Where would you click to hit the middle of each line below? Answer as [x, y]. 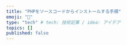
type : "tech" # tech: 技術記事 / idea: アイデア [63, 22]
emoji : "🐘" [19, 17]
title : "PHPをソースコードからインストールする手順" [64, 11]
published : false [27, 33]
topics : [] [19, 28]
